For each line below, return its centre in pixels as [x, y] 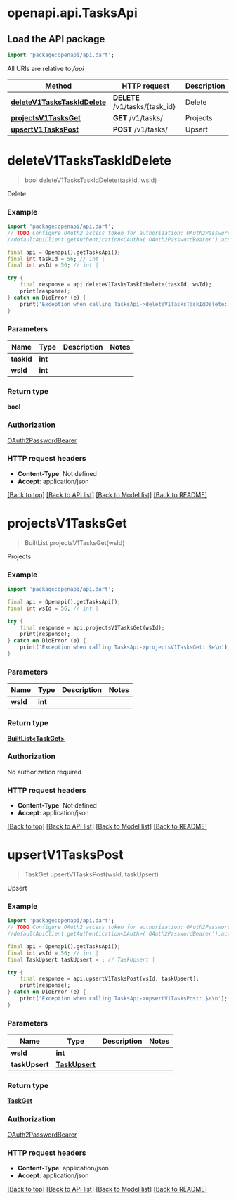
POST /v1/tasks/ [140, 129]
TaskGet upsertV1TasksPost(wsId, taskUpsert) [92, 874]
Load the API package [56, 39]
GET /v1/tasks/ [138, 117]
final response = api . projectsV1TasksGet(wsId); [92, 627]
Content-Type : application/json [63, 1168]
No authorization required [45, 772]
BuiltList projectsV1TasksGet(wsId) [74, 542]
